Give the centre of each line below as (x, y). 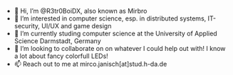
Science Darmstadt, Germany (57, 41)
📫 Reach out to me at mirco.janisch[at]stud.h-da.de (90, 64)
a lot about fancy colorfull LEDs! (61, 56)
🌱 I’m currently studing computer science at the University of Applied (115, 33)
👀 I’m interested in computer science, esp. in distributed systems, (110, 18)
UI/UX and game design (77, 26)
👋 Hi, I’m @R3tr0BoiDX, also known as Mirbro (81, 11)
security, (27, 26)
